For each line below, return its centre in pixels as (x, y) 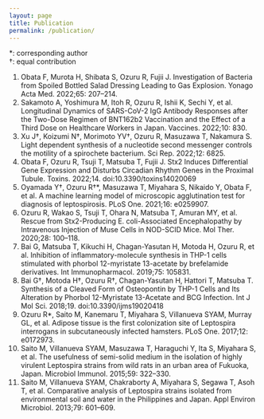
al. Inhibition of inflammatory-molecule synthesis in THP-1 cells (124, 255)
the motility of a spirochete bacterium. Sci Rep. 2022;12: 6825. (123, 153)
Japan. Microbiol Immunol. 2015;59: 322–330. (96, 374)
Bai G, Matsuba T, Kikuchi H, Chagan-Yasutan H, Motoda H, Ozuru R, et (138, 247)
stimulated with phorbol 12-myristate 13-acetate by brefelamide (124, 263)
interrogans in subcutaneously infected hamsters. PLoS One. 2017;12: (134, 331)
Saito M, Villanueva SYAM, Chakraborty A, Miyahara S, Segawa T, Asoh (138, 382)
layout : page (31, 16)
